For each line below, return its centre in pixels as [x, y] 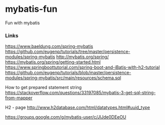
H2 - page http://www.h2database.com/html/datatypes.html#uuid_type [78, 108]
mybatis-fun [31, 9]
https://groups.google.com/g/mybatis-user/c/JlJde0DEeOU [66, 117]
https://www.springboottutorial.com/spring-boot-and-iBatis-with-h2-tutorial [82, 67]
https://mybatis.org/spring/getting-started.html [53, 62]
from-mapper [19, 98]
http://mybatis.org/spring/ [82, 57]
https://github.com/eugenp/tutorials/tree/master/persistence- [68, 52]
